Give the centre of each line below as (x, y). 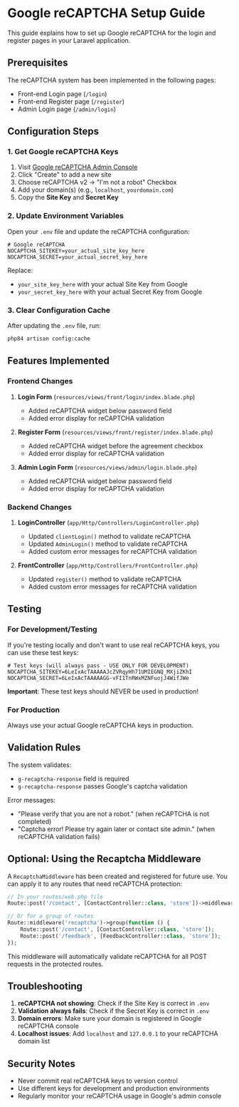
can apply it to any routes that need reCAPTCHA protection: (95, 884)
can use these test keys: (43, 652)
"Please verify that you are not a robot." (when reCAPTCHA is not (113, 813)
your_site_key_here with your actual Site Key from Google (103, 284)
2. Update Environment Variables (66, 216)
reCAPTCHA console (48, 1026)
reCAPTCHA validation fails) (59, 836)
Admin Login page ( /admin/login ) (67, 109)
